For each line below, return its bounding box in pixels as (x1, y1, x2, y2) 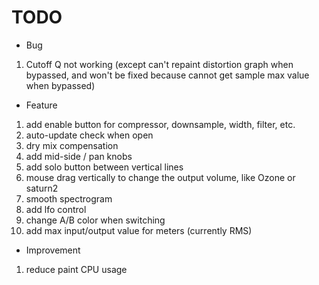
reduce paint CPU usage (25, 263, 128, 275)
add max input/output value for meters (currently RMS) (25, 224, 253, 236)
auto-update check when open (25, 129, 154, 141)
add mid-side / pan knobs (25, 150, 133, 162)
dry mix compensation (25, 139, 119, 151)
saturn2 (25, 182, 59, 194)
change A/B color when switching (25, 214, 166, 226)
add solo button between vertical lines (25, 161, 184, 173)
